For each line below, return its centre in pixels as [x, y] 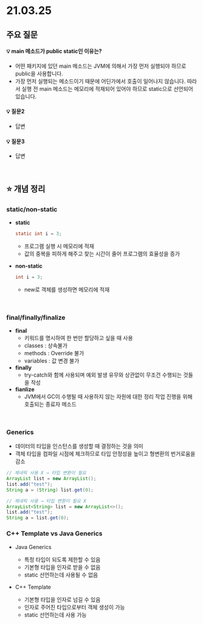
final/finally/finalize [36, 317]
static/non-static [32, 209]
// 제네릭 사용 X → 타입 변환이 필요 [46, 473]
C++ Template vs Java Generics [54, 534]
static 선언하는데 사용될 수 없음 [61, 575]
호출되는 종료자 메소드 [50, 404]
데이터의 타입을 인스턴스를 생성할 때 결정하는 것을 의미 [79, 446]
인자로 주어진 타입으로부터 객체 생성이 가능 [75, 607]
